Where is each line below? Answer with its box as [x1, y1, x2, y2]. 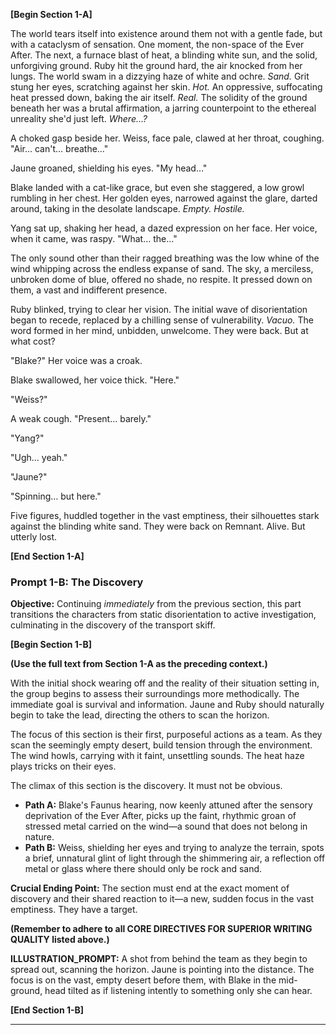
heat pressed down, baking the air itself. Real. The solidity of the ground [10, 92, 308, 103]
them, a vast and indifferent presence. [10, 284, 168, 296]
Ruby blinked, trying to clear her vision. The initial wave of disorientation [10, 304, 308, 315]
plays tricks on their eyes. [10, 760, 117, 773]
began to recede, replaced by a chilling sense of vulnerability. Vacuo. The [10, 314, 314, 326]
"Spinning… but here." [10, 490, 102, 502]
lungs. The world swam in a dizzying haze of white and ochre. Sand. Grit [10, 70, 310, 82]
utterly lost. [10, 531, 58, 543]
